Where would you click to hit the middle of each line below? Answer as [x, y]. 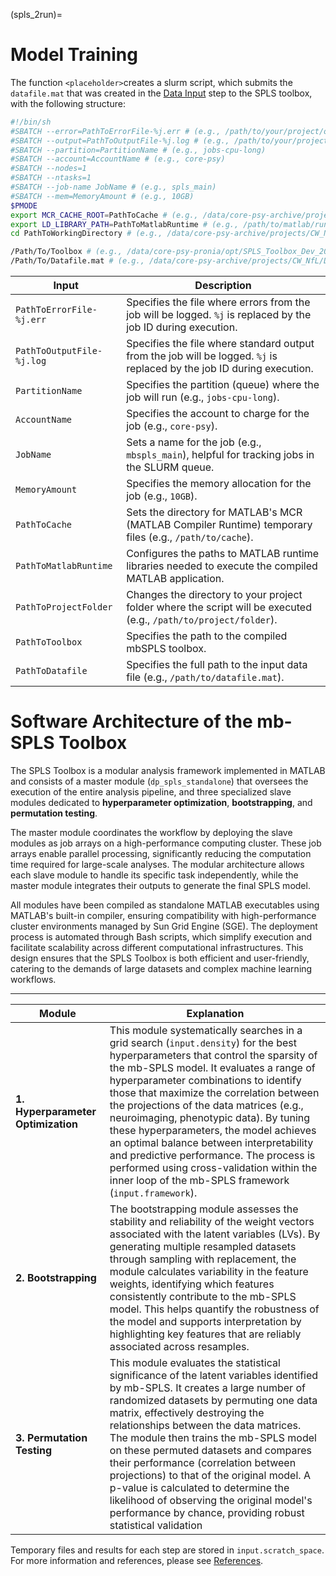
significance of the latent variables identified [214, 1375]
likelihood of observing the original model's [211, 1500]
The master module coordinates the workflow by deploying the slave [151, 832]
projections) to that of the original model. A [210, 1475]
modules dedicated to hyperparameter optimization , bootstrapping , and [161, 802]
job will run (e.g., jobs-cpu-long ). [203, 397]
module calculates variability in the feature [209, 1271]
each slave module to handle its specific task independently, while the [154, 875]
